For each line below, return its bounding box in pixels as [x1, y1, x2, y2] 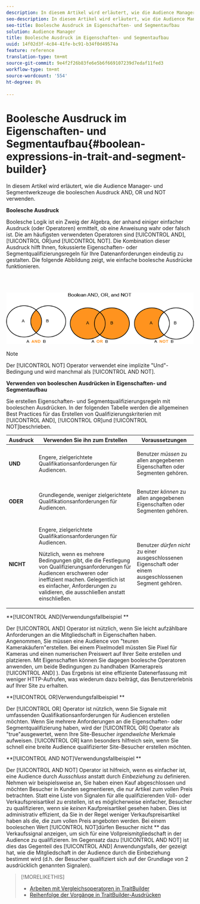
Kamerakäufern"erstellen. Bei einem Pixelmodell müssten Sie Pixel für [6, 644, 177, 651]
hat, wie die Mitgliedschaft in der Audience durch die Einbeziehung [6, 849, 171, 856]
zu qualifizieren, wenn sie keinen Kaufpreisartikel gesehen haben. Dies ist [6, 805, 187, 812]
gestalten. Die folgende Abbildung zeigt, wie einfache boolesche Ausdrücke [6, 256, 193, 264]
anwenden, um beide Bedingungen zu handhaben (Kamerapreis [6, 663, 163, 670]
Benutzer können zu [136, 488, 186, 496]
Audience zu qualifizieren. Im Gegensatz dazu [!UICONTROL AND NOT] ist [6, 836, 189, 844]
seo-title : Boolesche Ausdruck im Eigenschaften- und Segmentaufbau [6, 22, 180, 28]
